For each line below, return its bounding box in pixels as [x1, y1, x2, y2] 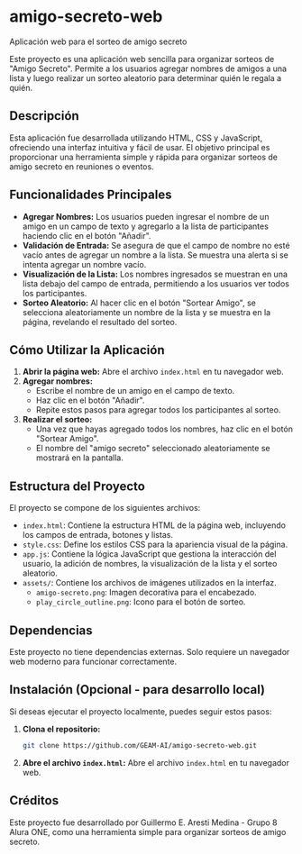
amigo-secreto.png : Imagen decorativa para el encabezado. [35, 587, 257, 598]
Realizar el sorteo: [22, 414, 93, 425]
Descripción [9, 108, 79, 123]
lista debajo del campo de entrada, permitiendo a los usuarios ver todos [22, 277, 290, 289]
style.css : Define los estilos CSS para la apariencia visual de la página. [22, 539, 288, 550]
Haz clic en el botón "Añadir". [35, 395, 145, 406]
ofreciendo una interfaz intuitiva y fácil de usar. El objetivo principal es [9, 141, 270, 152]
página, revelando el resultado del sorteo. [22, 316, 178, 327]
